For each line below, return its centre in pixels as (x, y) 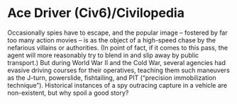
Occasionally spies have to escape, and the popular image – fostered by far (118, 33)
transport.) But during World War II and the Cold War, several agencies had (116, 62)
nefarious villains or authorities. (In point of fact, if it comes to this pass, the (118, 47)
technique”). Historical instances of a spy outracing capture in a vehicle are (117, 85)
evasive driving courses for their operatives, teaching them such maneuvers (119, 70)
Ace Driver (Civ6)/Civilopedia (96, 13)
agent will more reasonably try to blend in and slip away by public (103, 55)
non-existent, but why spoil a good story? (68, 93)
